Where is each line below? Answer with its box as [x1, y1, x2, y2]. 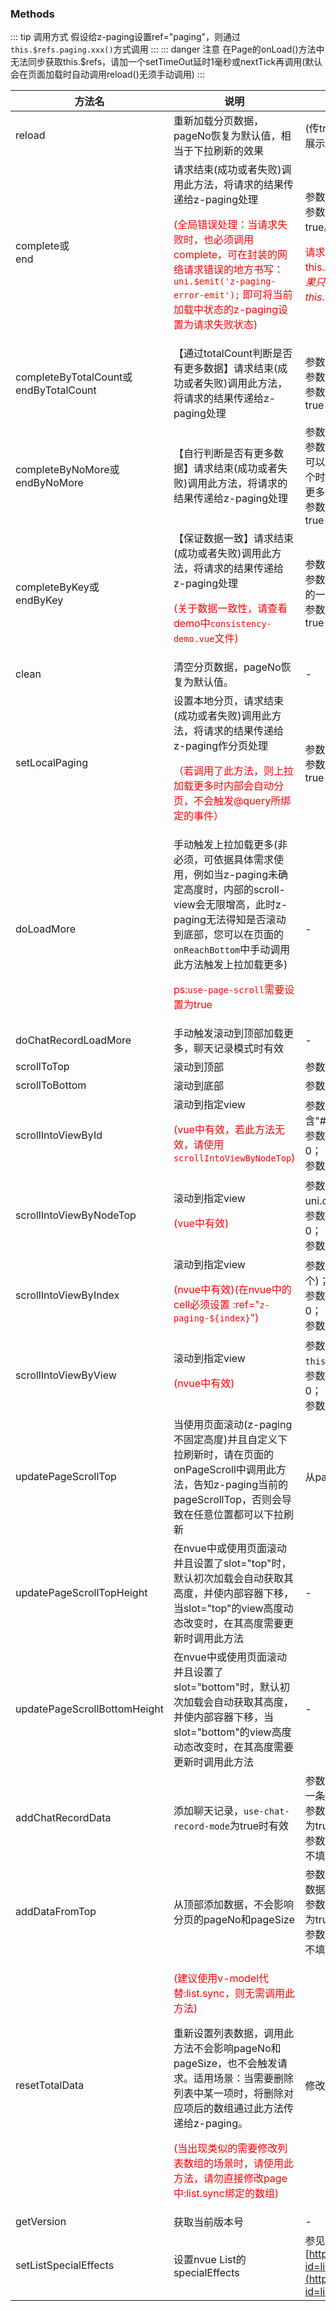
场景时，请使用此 [213, 2157, 294, 2171]
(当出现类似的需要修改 [173, 2142, 278, 2156]
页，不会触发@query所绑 [173, 794, 292, 808]
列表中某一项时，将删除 [173, 2087, 284, 2101]
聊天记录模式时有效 [193, 1042, 284, 1056]
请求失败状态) [193, 318, 258, 332]
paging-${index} [173, 1313, 251, 1324]
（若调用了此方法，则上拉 [173, 764, 294, 778]
